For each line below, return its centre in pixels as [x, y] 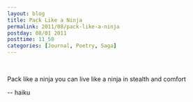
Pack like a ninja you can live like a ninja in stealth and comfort [97, 79]
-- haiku [19, 92]
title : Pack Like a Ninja [45, 20]
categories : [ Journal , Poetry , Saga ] [62, 46]
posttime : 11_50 [31, 40]
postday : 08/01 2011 [37, 33]
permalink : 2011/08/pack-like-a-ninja [63, 26]
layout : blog [26, 14]
